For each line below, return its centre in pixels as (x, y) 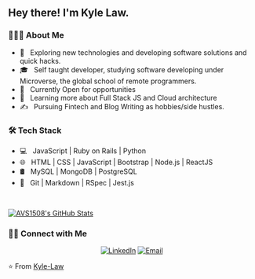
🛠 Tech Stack (35, 130)
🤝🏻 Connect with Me (48, 233)
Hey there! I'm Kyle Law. (69, 13)
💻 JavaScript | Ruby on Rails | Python (83, 151)
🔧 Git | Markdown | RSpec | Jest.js (77, 182)
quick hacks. (40, 61)
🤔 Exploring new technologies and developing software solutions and (133, 52)
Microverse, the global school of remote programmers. (108, 81)
